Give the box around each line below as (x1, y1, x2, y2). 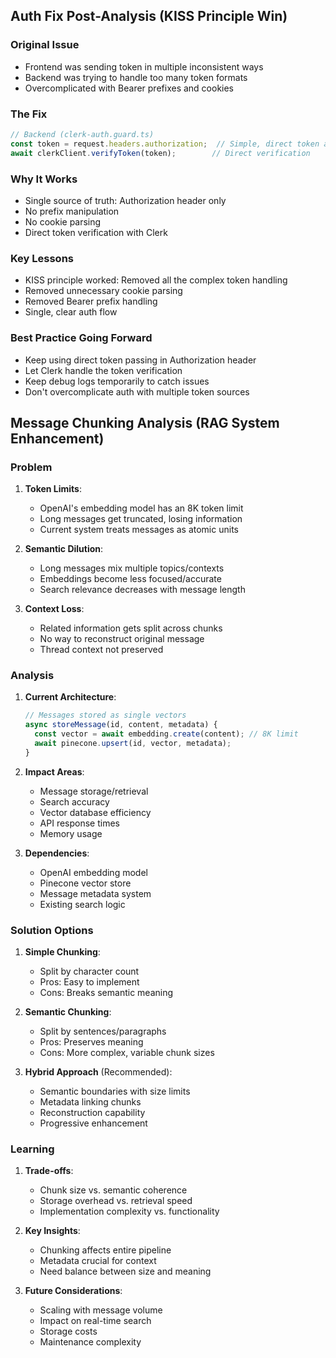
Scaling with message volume (39, 1304, 163, 1316)
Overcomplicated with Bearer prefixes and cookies (24, 82, 235, 94)
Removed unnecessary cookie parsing (24, 285, 183, 297)
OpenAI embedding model (39, 866, 148, 878)
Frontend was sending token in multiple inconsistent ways (24, 60, 264, 73)
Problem (10, 460, 53, 474)
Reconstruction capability (39, 1107, 146, 1119)
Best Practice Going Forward (10, 331, 153, 345)
